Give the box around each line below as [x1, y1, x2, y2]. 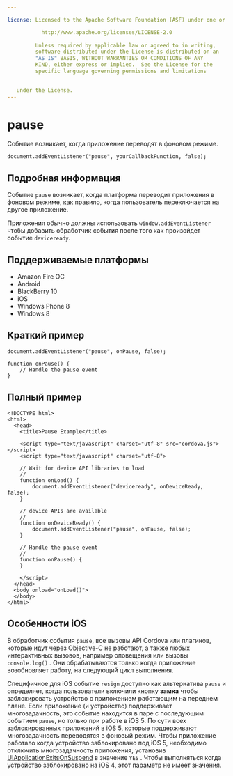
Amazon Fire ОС [17, 272, 65, 281]
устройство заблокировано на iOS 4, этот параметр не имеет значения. [7, 761, 222, 769]
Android [17, 280, 40, 288]
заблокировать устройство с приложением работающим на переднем [7, 694, 218, 702]
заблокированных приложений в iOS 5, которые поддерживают [7, 724, 197, 732]
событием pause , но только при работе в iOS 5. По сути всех [7, 716, 186, 724]
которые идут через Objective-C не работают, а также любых [7, 644, 190, 652]
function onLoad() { [19, 476, 79, 484]
